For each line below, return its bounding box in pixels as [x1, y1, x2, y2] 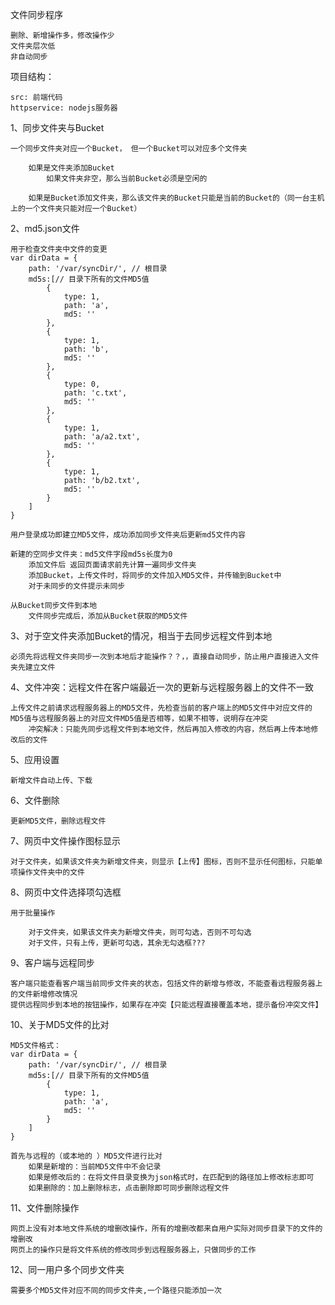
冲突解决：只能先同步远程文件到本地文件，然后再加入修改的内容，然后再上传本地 [28, 724, 312, 734]
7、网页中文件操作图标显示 [10, 835, 121, 847]
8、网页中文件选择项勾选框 [10, 886, 122, 898]
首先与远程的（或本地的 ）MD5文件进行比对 [10, 1151, 163, 1161]
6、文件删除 [10, 794, 60, 806]
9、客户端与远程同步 [10, 957, 95, 968]
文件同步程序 [10, 9, 63, 20]
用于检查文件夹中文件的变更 [10, 244, 108, 254]
